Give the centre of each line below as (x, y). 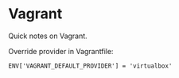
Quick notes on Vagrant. (48, 36)
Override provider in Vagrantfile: (61, 51)
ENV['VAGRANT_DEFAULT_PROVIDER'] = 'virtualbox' (90, 66)
